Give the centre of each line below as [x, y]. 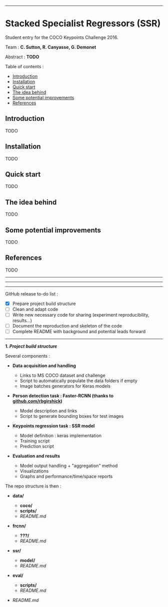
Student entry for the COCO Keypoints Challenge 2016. [62, 37]
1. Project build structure [31, 346]
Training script [35, 441]
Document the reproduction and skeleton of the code [67, 326]
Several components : [28, 356]
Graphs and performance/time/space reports [66, 477]
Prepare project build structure [44, 303]
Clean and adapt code [35, 309]
